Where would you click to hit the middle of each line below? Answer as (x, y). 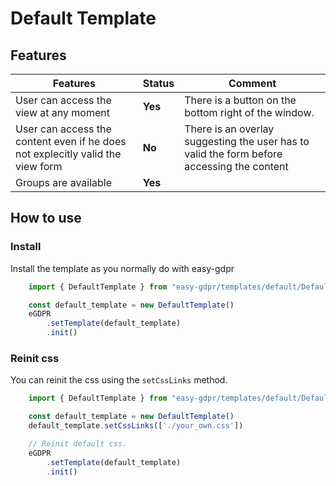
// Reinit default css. (78, 443)
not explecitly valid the (68, 154)
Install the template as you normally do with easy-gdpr (122, 268)
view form (39, 166)
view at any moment (62, 112)
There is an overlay (229, 129)
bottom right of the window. (249, 112)
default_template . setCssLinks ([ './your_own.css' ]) (136, 426)
